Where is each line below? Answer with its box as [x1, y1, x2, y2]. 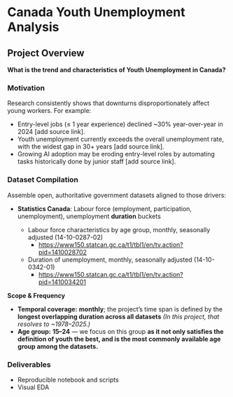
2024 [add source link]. [17, 128, 85, 136]
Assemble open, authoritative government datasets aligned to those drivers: [7, 191, 226, 199]
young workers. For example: [7, 107, 92, 115]
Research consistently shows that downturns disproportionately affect [7, 99, 210, 107]
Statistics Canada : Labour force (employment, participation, [17, 204, 192, 213]
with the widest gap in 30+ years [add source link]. [17, 142, 164, 151]
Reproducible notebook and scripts [17, 375, 119, 384]
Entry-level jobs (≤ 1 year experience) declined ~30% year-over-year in [17, 120, 224, 128]
